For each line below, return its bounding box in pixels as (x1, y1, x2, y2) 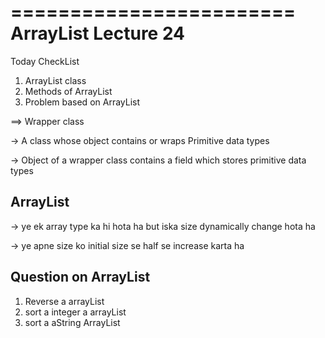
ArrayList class (24, 74, 87, 86)
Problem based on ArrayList (24, 96, 141, 108)
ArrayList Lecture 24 (10, 22, 186, 45)
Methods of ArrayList (24, 85, 113, 97)
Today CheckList (10, 55, 80, 67)
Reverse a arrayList (24, 295, 105, 307)
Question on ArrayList (10, 269, 151, 286)
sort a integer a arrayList (24, 306, 127, 318)
